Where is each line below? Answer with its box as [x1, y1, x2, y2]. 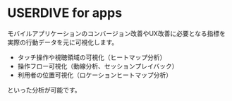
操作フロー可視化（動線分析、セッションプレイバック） [17, 61, 178, 70]
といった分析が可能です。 [7, 85, 81, 94]
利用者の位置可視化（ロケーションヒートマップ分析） [17, 71, 173, 79]
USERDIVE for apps [7, 5, 122, 21]
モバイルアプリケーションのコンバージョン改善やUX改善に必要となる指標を [7, 29, 226, 37]
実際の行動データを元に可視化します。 [7, 37, 118, 47]
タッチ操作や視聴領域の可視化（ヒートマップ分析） [17, 53, 166, 61]
